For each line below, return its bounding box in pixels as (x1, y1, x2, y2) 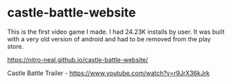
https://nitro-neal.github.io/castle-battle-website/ (7, 55, 149, 63)
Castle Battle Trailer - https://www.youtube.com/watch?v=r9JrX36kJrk (7, 69, 210, 77)
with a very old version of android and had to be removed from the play (7, 34, 211, 43)
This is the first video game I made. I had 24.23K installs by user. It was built (7, 28, 225, 36)
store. (7, 42, 24, 50)
